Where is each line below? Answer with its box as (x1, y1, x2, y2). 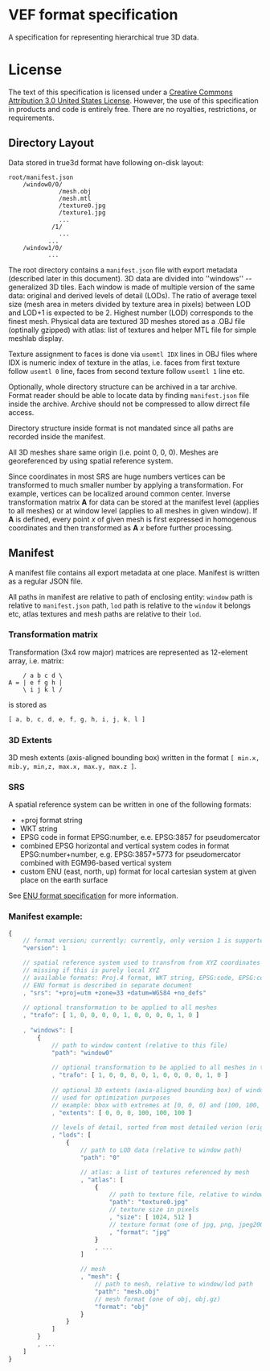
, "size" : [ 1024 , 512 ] (108, 1213, 193, 1222)
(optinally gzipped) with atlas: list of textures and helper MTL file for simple (8, 325, 257, 334)
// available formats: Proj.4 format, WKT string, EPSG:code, (22, 974, 235, 982)
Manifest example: (8, 911, 83, 922)
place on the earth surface (19, 875, 108, 885)
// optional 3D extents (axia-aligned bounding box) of (51, 1086, 243, 1095)
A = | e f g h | (8, 679, 63, 687)
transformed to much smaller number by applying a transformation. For (8, 480, 243, 489)
